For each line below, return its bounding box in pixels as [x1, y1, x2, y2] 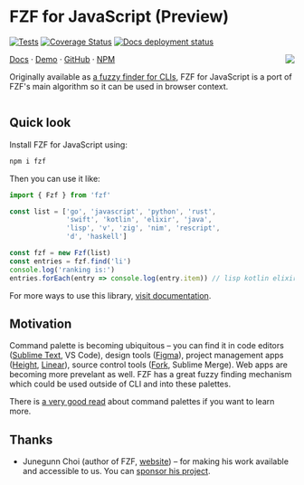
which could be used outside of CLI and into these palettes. [9, 378, 232, 390]
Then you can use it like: [9, 173, 101, 184]
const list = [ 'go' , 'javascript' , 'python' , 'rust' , [9, 206, 217, 216]
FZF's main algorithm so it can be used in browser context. [9, 81, 229, 91]
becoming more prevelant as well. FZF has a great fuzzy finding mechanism [9, 369, 292, 380]
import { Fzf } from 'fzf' [9, 190, 111, 200]
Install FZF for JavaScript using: [9, 138, 128, 150]
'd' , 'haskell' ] [66, 233, 128, 242]
